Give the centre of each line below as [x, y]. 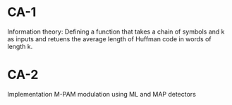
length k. [20, 46]
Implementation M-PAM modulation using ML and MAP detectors [102, 94]
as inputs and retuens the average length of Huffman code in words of [109, 38]
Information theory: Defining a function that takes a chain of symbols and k [116, 31]
